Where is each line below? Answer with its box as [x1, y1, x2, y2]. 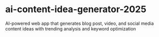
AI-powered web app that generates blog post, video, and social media [5, 20, 154, 26]
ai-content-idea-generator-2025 [5, 4, 146, 15]
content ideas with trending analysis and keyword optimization [5, 25, 136, 31]
